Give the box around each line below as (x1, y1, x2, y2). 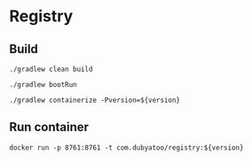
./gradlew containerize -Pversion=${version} (9, 96, 180, 104)
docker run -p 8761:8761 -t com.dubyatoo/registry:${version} (9, 143, 244, 152)
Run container (9, 119, 90, 134)
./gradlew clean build (9, 65, 93, 73)
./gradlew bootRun (9, 80, 77, 89)
